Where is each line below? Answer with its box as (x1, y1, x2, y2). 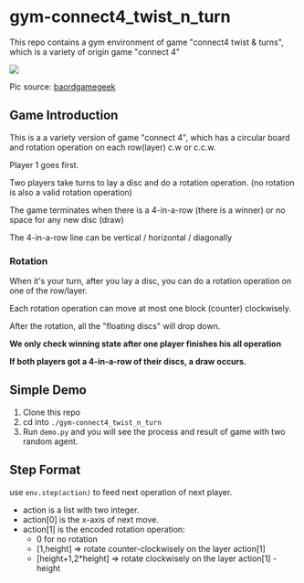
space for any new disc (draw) (9, 214, 125, 225)
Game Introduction (9, 108, 119, 123)
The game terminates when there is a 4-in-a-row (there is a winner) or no (9, 204, 286, 216)
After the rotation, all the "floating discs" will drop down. (9, 321, 221, 332)
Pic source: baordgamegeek (9, 80, 116, 92)
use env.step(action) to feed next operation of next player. (9, 486, 233, 497)
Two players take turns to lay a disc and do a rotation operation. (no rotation (9, 176, 295, 188)
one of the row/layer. (9, 285, 89, 296)
